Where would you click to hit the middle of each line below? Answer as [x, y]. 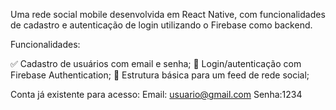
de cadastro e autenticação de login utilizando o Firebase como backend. [161, 25]
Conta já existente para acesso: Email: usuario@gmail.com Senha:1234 [156, 94]
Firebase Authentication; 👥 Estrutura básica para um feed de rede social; [160, 75]
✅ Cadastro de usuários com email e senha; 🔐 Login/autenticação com [156, 63]
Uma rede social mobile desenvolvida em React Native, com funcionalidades [168, 14]
